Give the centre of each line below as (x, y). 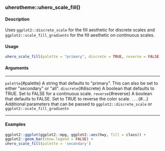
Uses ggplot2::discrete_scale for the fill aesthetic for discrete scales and (80, 30)
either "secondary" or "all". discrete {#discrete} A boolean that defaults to (80, 88)
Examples (15, 124)
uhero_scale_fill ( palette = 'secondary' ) (48, 144)
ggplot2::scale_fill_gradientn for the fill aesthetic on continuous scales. (80, 35)
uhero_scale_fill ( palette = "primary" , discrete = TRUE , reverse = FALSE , (83, 57)
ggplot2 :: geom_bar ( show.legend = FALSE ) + (49, 139)
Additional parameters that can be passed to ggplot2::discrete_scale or (79, 104)
